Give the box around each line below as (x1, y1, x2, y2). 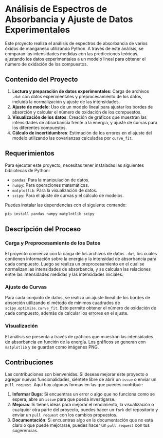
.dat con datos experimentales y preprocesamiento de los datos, (12, 93, 143, 99)
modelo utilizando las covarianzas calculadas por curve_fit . (12, 135, 133, 141)
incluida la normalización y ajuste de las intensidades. (12, 99, 120, 105)
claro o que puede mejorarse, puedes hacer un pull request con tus (12, 422, 150, 428)
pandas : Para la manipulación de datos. (12, 177, 90, 183)
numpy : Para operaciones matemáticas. (12, 182, 89, 188)
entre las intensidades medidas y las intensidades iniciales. (5, 271, 124, 277)
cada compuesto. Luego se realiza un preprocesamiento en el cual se (5, 261, 145, 267)
